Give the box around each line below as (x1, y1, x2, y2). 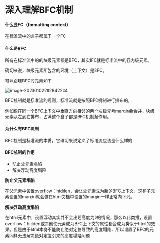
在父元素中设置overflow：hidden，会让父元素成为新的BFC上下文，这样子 (5, 188, 151, 194)
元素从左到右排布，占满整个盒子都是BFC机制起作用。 (5, 113, 112, 119)
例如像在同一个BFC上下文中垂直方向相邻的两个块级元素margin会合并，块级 (5, 108, 155, 113)
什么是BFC (5, 45, 27, 51)
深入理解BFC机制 (5, 4, 73, 16)
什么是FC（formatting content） (5, 21, 71, 27)
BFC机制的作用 (5, 149, 35, 155)
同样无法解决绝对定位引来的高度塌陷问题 (9, 233, 90, 238)
